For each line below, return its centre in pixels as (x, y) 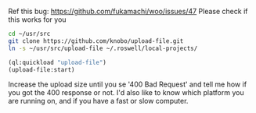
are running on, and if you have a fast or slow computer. (98, 101)
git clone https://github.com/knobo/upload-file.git (96, 41)
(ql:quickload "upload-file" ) (58, 62)
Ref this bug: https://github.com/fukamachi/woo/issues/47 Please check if (128, 11)
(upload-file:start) (42, 69)
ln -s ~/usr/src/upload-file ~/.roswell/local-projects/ (103, 48)
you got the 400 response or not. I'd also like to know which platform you (126, 93)
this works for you (37, 19)
